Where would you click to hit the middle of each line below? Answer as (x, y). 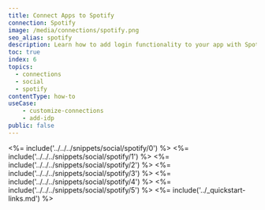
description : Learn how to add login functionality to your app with (125, 45)
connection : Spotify (42, 23)
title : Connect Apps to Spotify (61, 15)
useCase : (22, 103)
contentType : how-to (42, 96)
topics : (21, 67)
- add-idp (39, 118)
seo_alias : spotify (40, 37)
